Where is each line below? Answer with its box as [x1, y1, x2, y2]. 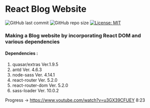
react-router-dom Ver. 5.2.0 [12, 82, 68, 88]
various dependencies [5, 38, 60, 45]
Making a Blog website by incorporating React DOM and [5, 32, 141, 39]
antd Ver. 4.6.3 [12, 67, 42, 72]
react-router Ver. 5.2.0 [12, 77, 58, 83]
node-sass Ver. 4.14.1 [12, 72, 55, 78]
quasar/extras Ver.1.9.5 [12, 62, 59, 68]
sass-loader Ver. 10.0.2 [12, 88, 59, 94]
